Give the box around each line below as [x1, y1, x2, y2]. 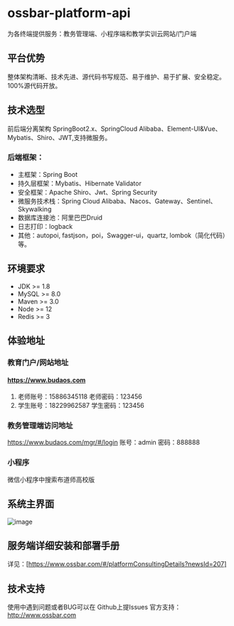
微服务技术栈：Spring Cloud [17, 197, 100, 205]
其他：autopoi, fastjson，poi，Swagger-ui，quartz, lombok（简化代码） [17, 231, 229, 239]
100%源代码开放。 [7, 81, 62, 90]
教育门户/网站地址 [7, 357, 69, 367]
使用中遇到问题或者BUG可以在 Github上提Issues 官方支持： [7, 603, 181, 612]
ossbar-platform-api [7, 5, 131, 21]
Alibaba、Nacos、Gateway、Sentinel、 [101, 197, 217, 205]
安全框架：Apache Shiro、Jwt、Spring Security [17, 188, 158, 196]
